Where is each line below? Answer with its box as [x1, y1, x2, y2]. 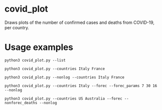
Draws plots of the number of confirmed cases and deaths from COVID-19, [4, 19, 155, 25]
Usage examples [4, 42, 73, 53]
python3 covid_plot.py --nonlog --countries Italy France [4, 74, 125, 80]
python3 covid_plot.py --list [4, 57, 66, 63]
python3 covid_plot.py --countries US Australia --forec [4, 96, 123, 101]
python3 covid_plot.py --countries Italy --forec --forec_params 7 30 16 [4, 83, 158, 88]
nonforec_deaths [4, 100, 37, 105]
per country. [4, 24, 30, 30]
